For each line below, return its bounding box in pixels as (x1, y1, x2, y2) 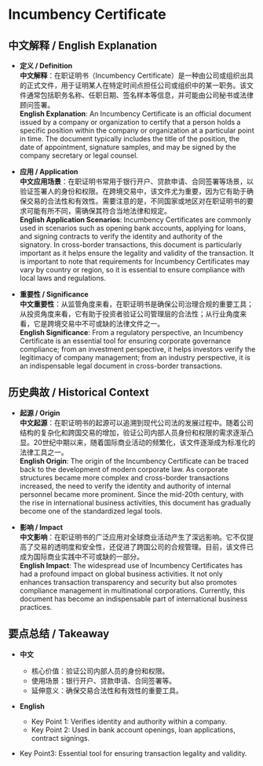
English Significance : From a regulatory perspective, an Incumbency (19, 328, 243, 337)
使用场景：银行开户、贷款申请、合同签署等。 (31, 676, 177, 685)
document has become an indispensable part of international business (19, 594, 248, 604)
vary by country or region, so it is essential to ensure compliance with (19, 265, 245, 274)
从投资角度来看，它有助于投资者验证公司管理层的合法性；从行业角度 (19, 309, 240, 319)
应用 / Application (19, 167, 79, 176)
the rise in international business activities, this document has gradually (19, 498, 251, 507)
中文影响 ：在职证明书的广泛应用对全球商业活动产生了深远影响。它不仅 (19, 532, 247, 542)
